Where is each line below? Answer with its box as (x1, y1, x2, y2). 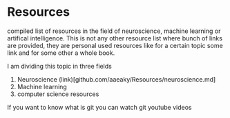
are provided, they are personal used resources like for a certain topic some (7, 41, 223, 49)
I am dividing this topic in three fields (7, 62, 112, 70)
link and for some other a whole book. (7, 49, 115, 57)
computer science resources (17, 90, 99, 98)
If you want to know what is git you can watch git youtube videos (7, 103, 192, 111)
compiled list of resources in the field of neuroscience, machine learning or (7, 27, 221, 35)
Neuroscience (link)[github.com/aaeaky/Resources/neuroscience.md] (17, 75, 216, 83)
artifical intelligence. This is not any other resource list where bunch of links (7, 34, 223, 42)
